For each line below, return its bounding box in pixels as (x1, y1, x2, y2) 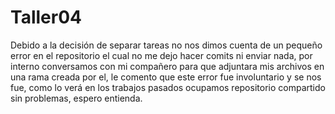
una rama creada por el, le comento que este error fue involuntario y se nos (10, 71, 322, 83)
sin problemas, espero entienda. (10, 92, 143, 104)
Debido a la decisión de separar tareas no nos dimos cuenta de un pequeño (10, 39, 323, 51)
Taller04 (10, 6, 82, 29)
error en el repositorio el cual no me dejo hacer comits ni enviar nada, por (10, 49, 313, 61)
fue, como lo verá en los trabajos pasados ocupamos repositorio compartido (10, 81, 326, 93)
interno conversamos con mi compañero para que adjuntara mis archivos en (10, 60, 325, 72)
